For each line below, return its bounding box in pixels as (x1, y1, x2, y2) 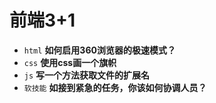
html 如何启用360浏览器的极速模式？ (23, 44, 176, 56)
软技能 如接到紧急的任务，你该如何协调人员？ (23, 81, 207, 93)
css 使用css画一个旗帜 (23, 56, 117, 68)
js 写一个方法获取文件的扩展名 (23, 69, 151, 81)
